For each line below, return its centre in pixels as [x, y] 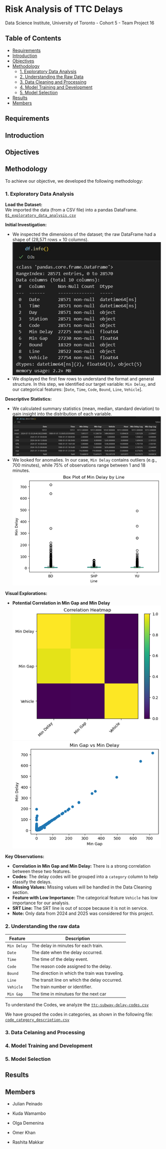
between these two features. [41, 871]
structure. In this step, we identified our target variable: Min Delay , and [84, 384]
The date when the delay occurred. [67, 952]
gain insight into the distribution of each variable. [62, 414]
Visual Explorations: [26, 593]
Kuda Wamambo [29, 1113]
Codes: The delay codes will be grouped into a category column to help [85, 876]
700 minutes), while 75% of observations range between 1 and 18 [79, 465]
